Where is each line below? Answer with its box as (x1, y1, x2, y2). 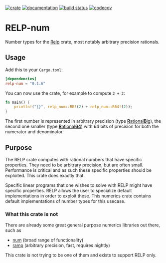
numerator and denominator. (5, 129, 64, 135)
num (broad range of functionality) (12, 237, 84, 243)
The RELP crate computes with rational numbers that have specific (5, 156, 142, 162)
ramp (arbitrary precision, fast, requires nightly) (12, 242, 110, 248)
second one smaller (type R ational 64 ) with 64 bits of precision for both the (5, 123, 159, 130)
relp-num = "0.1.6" (5, 81, 46, 86)
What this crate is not (5, 210, 58, 217)
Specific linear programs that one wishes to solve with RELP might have (5, 182, 153, 188)
